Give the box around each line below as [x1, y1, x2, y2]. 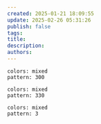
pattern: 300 [7, 73, 45, 80]
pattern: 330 [7, 91, 45, 99]
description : [7, 42, 45, 49]
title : [7, 36, 26, 43]
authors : [7, 49, 33, 56]
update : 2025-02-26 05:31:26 [7, 17, 91, 24]
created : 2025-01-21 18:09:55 [7, 10, 95, 17]
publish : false [7, 23, 51, 30]
